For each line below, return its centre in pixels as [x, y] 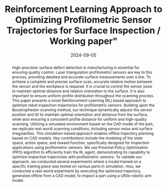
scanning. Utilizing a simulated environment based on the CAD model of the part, [83, 124]
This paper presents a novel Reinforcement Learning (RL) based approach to [79, 101]
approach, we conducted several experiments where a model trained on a [76, 161]
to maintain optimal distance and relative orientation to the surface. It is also [78, 91]
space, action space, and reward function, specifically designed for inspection [80, 143]
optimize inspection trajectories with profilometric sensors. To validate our [77, 157]
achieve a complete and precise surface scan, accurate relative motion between [82, 81]
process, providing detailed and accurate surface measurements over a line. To [81, 77]
